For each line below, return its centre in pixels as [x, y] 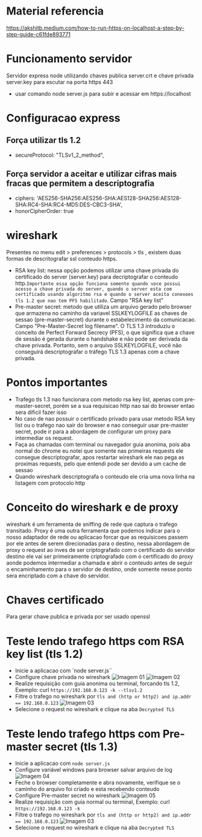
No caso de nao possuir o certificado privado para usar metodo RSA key [105, 418]
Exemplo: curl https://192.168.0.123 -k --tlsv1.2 [79, 690]
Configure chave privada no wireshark [62, 677]
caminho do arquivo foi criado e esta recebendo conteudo [87, 789]
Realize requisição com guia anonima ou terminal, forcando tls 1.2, [97, 684]
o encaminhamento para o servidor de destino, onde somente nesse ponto [99, 569]
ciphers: [25, 198]
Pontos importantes [57, 382]
